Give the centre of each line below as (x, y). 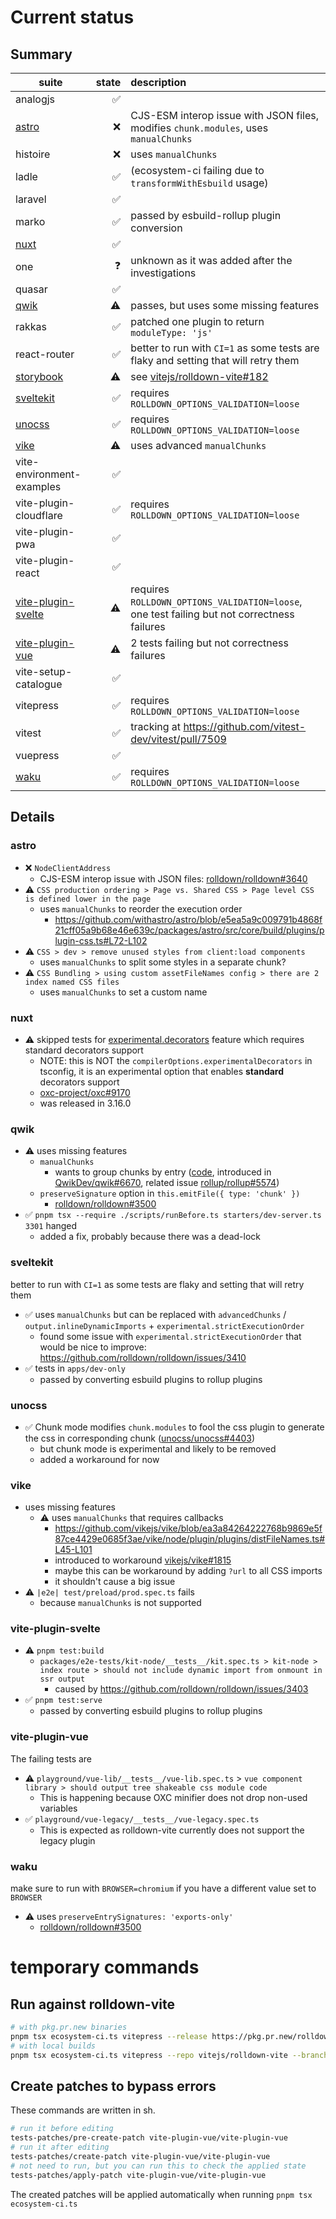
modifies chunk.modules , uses (199, 128)
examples (38, 486)
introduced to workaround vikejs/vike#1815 (143, 1560)
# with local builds (53, 2046)
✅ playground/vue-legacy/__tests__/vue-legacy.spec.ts (142, 1818)
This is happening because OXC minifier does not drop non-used (173, 1797)
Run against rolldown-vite (92, 2004)
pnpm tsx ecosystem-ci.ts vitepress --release (109, 2036)
